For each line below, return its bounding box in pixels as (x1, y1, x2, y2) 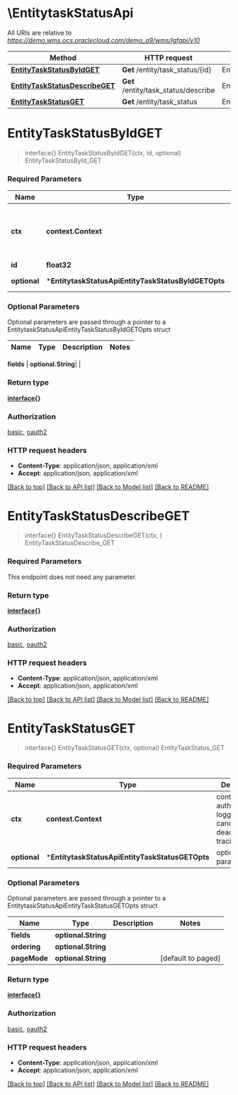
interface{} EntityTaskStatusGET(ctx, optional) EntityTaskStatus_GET (24, 744, 225, 752)
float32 (45, 260, 72, 270)
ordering (11, 942, 41, 952)
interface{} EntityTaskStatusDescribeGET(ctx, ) (24, 531, 163, 540)
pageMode (11, 953, 48, 963)
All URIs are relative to (7, 28, 72, 37)
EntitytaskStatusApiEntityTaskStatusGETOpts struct (7, 901, 158, 910)
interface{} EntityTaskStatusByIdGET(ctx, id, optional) (24, 148, 182, 157)
